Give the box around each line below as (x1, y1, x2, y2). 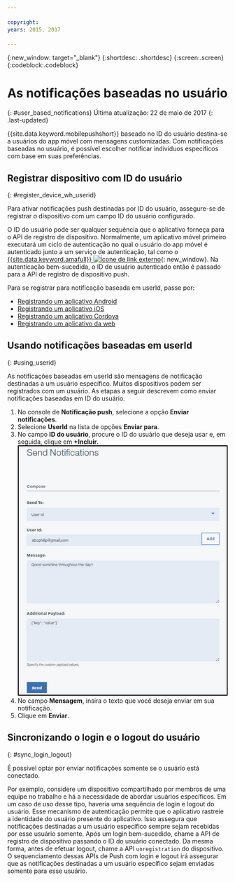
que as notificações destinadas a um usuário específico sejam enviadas (7, 859, 215, 867)
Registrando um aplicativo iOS (17, 304, 105, 313)
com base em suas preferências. (7, 152, 101, 160)
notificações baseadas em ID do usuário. (7, 394, 126, 402)
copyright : (7, 18, 39, 26)
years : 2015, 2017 (7, 26, 61, 33)
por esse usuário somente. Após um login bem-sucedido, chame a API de (7, 829, 220, 838)
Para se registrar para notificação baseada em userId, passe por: (7, 283, 195, 292)
